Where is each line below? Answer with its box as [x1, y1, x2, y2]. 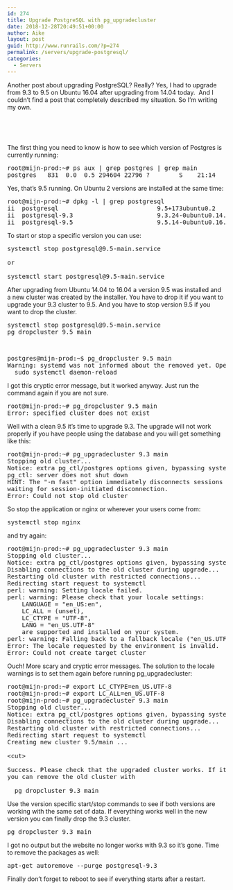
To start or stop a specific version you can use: [7, 231, 142, 239]
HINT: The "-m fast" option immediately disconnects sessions [7, 478, 223, 486]
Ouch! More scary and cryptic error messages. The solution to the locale [7, 662, 215, 670]
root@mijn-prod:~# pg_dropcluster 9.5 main [7, 402, 157, 410]
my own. [7, 103, 32, 111]
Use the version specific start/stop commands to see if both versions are [7, 799, 216, 808]
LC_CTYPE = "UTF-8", [21, 614, 92, 622]
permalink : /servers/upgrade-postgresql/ [7, 49, 129, 56]
